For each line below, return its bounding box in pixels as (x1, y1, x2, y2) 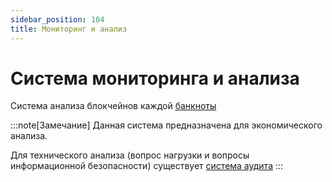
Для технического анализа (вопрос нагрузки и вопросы (10, 149, 250, 161)
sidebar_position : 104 (10, 14, 105, 25)
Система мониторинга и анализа (10, 67, 300, 90)
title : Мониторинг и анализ (10, 24, 128, 34)
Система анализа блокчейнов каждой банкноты (10, 100, 217, 112)
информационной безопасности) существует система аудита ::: (10, 160, 284, 172)
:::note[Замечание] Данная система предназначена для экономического (10, 119, 323, 131)
